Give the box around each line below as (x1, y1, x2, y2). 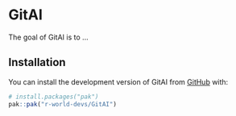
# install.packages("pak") (8, 93, 99, 101)
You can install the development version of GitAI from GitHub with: (8, 77, 229, 86)
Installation (8, 56, 66, 69)
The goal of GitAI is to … (8, 32, 89, 42)
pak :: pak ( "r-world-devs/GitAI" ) (8, 100, 117, 108)
